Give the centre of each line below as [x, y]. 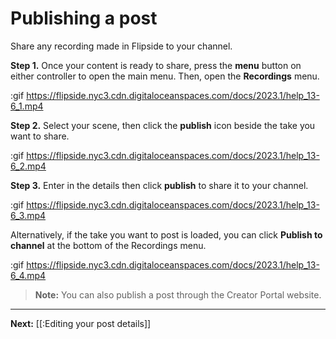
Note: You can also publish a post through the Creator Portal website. [178, 294]
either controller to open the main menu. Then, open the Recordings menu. [165, 76]
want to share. [40, 136]
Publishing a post [84, 18]
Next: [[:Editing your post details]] [81, 323]
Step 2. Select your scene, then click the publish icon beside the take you [163, 125]
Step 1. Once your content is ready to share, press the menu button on [156, 65]
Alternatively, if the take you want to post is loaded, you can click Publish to [166, 234]
